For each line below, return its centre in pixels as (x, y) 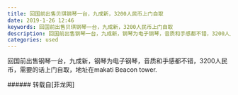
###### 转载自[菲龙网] (41, 84)
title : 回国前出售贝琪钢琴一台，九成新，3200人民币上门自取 (86, 14)
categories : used (33, 40)
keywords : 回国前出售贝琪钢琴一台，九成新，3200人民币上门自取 (90, 27)
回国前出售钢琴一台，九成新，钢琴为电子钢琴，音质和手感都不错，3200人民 (118, 61)
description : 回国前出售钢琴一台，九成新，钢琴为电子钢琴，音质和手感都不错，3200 (116, 33)
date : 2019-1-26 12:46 (41, 20)
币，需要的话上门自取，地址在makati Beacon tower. (82, 70)
